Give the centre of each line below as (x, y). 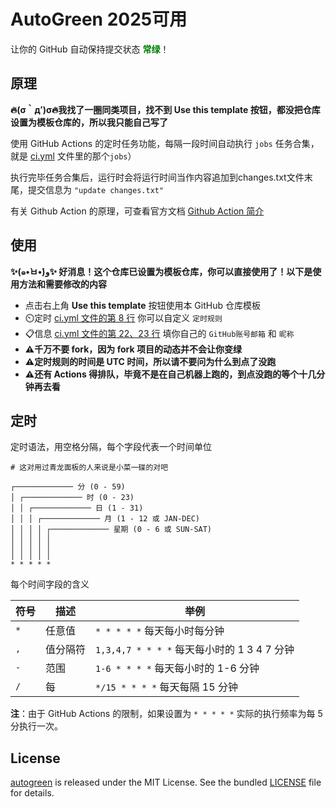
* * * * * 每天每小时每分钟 (160, 631)
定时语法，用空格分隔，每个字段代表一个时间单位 (111, 447)
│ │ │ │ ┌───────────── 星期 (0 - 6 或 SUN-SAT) (111, 530)
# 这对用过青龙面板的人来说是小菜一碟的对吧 (89, 468)
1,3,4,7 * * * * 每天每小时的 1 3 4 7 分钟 (195, 650)
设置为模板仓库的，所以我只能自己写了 (89, 122)
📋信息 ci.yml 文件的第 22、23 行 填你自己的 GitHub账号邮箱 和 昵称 (159, 333)
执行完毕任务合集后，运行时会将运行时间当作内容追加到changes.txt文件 (157, 177)
